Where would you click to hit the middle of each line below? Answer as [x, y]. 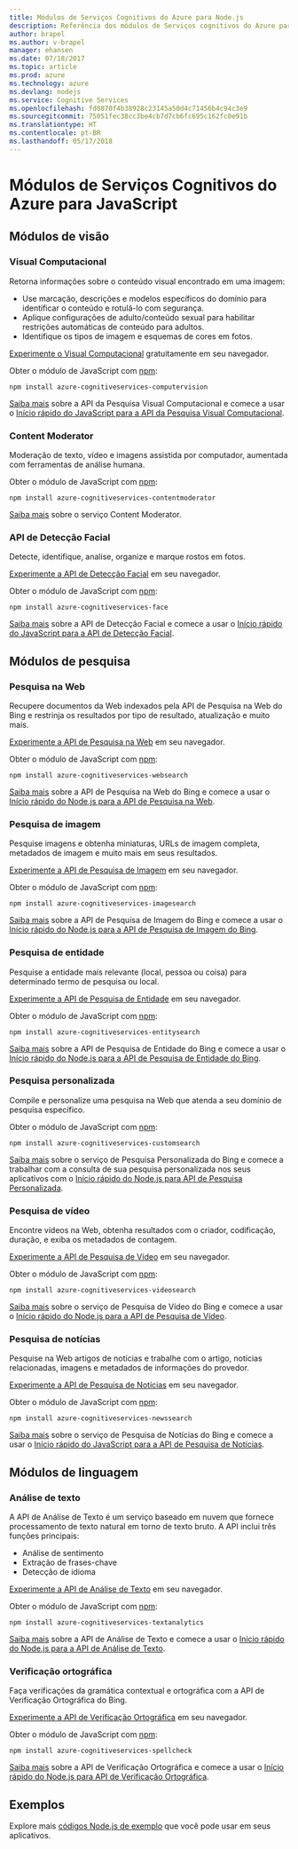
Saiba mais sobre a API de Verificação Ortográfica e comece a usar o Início [147, 1767]
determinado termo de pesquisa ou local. [84, 981]
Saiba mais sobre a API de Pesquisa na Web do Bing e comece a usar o [140, 792]
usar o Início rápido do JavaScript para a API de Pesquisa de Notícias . [137, 1444]
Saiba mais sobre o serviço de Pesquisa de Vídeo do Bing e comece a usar [146, 1307]
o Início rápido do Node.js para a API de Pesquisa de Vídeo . [118, 1316]
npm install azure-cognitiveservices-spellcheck [101, 1751]
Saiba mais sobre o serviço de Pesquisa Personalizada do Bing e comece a [146, 1159]
